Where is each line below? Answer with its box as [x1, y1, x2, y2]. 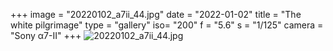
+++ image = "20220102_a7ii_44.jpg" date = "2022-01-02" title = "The [10, 9, 302, 20]
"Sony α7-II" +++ [10, 30, 82, 41]
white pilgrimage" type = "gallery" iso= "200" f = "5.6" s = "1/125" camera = [10, 19, 324, 31]
